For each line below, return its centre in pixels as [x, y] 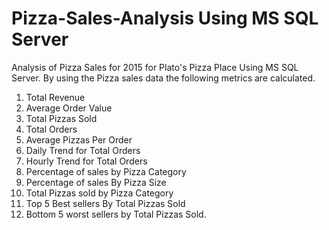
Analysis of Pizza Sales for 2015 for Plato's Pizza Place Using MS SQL [155, 67]
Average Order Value [69, 108]
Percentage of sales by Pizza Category [106, 171]
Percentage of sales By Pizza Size [96, 182]
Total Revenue [55, 97]
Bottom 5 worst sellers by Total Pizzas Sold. [116, 214]
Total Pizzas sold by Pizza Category [99, 193]
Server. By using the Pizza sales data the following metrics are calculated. [163, 78]
